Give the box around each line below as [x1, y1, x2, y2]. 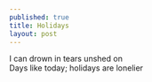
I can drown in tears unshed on [9, 54, 123, 64]
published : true [9, 12, 69, 22]
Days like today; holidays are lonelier [9, 63, 144, 73]
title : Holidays [9, 21, 69, 30]
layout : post [9, 29, 58, 38]
